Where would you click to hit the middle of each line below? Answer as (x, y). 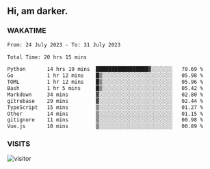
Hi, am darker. (38, 11)
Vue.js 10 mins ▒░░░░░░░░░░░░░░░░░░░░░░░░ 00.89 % (105, 126)
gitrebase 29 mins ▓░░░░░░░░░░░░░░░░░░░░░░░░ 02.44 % (105, 101)
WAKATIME (27, 31)
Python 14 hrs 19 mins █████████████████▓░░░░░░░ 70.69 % (105, 70)
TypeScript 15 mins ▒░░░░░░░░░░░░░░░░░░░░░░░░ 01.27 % (105, 107)
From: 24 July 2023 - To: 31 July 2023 (64, 45)
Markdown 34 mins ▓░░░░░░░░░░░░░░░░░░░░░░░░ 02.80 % (105, 95)
